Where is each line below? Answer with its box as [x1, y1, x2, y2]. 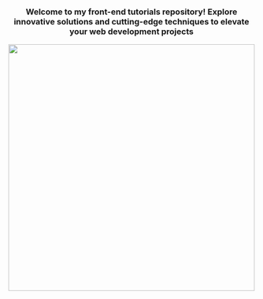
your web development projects [69, 26, 194, 37]
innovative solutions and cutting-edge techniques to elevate [13, 16, 250, 27]
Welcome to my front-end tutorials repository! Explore [25, 6, 238, 17]
